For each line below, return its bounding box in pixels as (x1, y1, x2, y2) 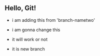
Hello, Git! (4, 4, 36, 12)
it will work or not (11, 36, 48, 42)
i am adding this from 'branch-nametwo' (11, 17, 95, 23)
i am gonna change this (11, 27, 60, 33)
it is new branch (11, 46, 45, 52)
